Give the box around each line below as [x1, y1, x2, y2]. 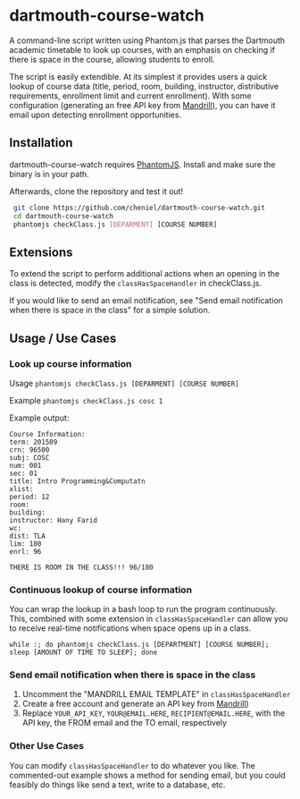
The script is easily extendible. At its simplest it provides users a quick [9, 71, 268, 81]
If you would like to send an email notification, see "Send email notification [9, 295, 284, 306]
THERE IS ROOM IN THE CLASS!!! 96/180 [9, 563, 154, 572]
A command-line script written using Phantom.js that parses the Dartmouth [9, 35, 286, 46]
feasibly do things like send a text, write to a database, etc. [9, 779, 226, 790]
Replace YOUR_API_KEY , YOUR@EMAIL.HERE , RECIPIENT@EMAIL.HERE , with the [21, 708, 286, 718]
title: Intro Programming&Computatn [9, 476, 146, 486]
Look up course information [9, 357, 132, 370]
